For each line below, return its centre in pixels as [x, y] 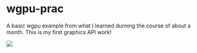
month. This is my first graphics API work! [59, 32]
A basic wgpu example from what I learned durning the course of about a [98, 26]
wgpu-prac [35, 9]
